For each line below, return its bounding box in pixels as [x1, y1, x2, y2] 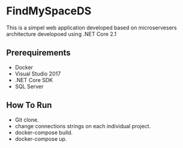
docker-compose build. [14, 129, 73, 136]
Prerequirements [6, 48, 71, 58]
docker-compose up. [14, 135, 67, 142]
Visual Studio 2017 [14, 70, 61, 77]
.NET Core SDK [14, 76, 53, 83]
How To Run [6, 100, 52, 110]
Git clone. [14, 116, 39, 123]
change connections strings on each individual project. [14, 122, 151, 129]
